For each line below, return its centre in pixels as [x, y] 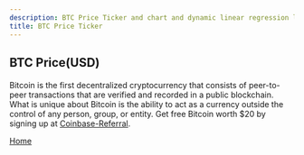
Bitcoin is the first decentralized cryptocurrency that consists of [128, 86]
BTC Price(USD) [55, 63]
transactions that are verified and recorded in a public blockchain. [151, 95]
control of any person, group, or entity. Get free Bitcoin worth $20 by [138, 114]
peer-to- [264, 86]
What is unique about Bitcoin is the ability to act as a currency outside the [147, 105]
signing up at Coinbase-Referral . [70, 123]
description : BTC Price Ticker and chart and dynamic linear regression [149, 18]
